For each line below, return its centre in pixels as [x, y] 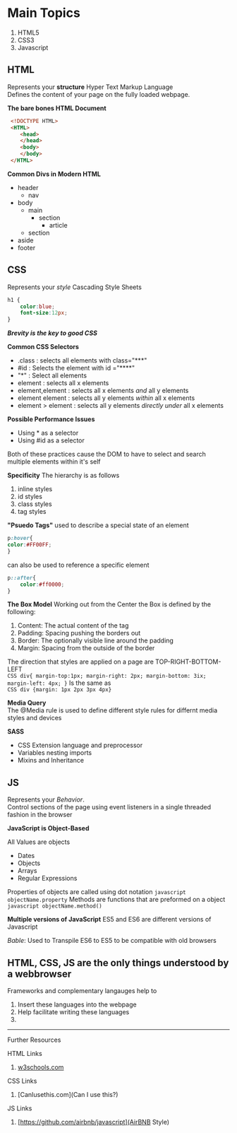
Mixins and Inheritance [51, 761]
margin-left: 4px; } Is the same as [59, 683]
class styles [35, 504]
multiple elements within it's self [54, 462]
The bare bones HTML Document [57, 108]
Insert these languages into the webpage [77, 1004]
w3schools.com [41, 1067]
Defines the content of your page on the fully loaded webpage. [99, 94]
